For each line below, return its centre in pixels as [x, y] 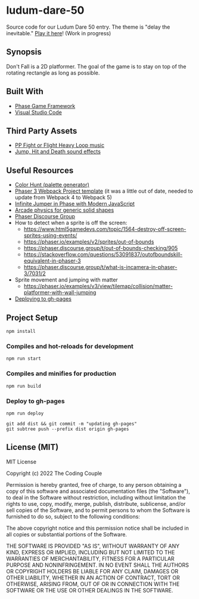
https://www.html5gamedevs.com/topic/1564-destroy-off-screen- [105, 229]
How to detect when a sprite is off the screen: [71, 223]
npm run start [24, 359]
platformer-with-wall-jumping [60, 292]
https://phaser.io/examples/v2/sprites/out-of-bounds [89, 242]
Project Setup [32, 318]
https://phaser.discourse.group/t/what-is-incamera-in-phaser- [100, 267]
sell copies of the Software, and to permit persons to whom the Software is [98, 510]
